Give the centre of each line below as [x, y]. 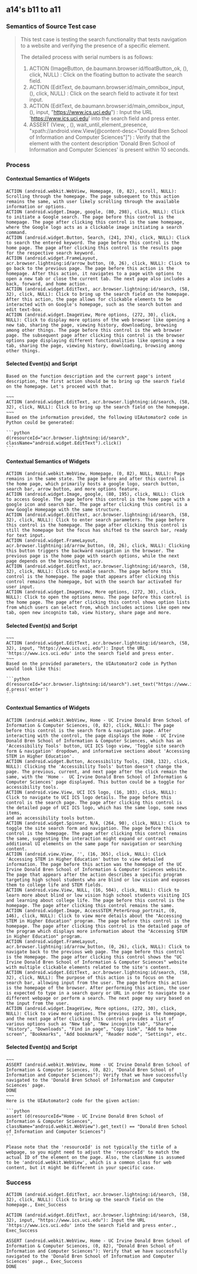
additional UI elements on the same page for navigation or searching [94, 843]
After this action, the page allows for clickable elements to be [89, 299]
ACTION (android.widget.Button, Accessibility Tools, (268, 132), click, [98, 761]
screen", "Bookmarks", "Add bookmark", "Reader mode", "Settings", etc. [97, 1034]
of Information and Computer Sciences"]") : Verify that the [100, 137]
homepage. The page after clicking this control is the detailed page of [98, 926]
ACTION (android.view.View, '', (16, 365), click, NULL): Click [86, 854]
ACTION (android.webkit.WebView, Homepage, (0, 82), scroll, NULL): [91, 191]
